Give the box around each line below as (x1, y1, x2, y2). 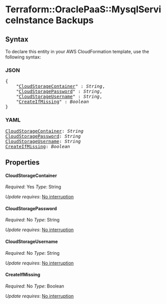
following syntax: (5, 54, 41, 60)
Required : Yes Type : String (5, 184, 61, 190)
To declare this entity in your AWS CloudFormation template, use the (5, 49, 149, 54)
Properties (5, 158, 40, 167)
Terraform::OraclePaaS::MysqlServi (5, 4, 161, 15)
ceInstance (5, 14, 54, 26)
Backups (55, 14, 94, 26)
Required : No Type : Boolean (5, 283, 65, 289)
